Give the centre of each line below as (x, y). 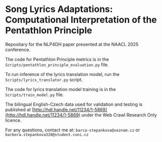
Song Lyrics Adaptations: (59, 9)
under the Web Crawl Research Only (119, 115)
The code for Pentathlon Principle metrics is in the (57, 59)
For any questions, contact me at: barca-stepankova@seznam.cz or (72, 130)
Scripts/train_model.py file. (34, 94)
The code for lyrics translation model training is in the (61, 89)
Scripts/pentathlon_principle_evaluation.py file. (57, 64)
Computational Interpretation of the (81, 20)
